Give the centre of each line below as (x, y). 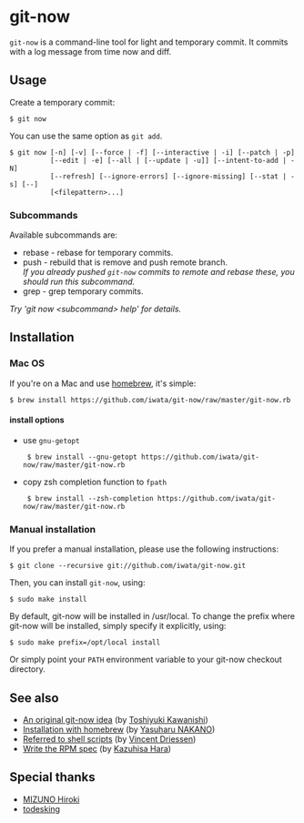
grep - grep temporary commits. (83, 291)
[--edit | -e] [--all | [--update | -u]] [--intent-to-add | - (172, 160)
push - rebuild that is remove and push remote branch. (125, 262)
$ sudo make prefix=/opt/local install (85, 643)
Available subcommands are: (64, 235)
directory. (27, 669)
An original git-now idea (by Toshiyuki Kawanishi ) (116, 720)
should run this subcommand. (79, 282)
